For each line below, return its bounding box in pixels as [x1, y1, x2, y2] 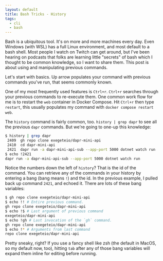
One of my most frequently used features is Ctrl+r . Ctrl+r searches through [5, 89, 159, 95]
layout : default [5, 7, 38, 12]
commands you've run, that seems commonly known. [5, 79, 113, 85]
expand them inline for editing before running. [5, 251, 97, 257]
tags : [5, 16, 16, 21]
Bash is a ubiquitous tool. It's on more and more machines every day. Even [5, 39, 154, 44]
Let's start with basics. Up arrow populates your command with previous [5, 74, 151, 80]
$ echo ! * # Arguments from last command [5, 227, 91, 232]
